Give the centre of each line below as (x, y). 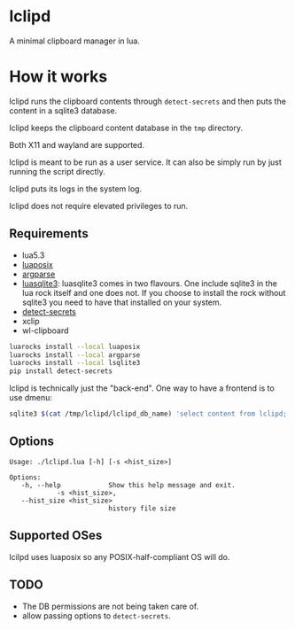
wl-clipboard (45, 331)
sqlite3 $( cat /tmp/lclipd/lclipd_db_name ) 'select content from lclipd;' (150, 414)
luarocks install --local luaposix (75, 346)
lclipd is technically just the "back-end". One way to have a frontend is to (142, 388)
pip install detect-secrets (61, 371)
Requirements (49, 233)
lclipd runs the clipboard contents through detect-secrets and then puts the (147, 101)
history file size (142, 508)
